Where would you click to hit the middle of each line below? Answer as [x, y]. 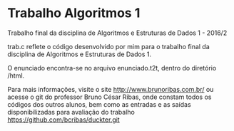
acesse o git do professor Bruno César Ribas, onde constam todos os [110, 97]
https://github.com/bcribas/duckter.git [63, 120]
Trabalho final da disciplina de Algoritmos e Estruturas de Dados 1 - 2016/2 [117, 33]
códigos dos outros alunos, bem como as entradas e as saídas [99, 104]
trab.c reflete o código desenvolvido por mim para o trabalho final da [109, 46]
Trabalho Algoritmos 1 [74, 13]
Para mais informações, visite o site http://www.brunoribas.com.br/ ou [111, 89]
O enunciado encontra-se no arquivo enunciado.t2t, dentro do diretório [112, 68]
